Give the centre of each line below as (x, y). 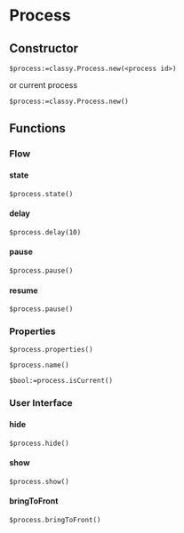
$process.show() (39, 481)
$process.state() (41, 194)
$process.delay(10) (45, 232)
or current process (44, 85)
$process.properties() (51, 350)
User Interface (41, 403)
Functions (38, 128)
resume (24, 290)
